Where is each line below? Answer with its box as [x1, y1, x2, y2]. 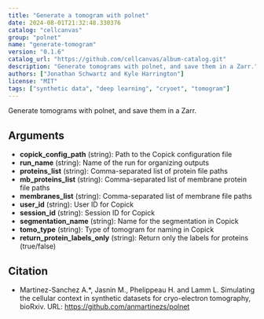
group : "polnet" [8, 33, 61, 42]
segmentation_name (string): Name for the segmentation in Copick [19, 217, 239, 226]
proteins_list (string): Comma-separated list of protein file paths [19, 167, 228, 176]
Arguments [8, 129, 65, 142]
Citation [8, 264, 49, 277]
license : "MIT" [8, 77, 58, 85]
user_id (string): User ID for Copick [19, 200, 134, 209]
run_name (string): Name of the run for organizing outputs [19, 158, 210, 167]
